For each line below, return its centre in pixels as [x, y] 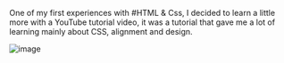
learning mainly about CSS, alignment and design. [101, 31]
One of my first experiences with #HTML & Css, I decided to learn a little [142, 13]
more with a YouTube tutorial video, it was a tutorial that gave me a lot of [142, 22]
